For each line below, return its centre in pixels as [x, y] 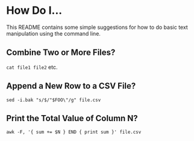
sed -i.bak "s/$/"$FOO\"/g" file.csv [54, 100]
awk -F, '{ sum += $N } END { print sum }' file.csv [74, 132]
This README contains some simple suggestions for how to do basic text [97, 27]
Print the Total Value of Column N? [72, 118]
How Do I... [34, 11]
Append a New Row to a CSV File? [71, 86]
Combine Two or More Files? [61, 53]
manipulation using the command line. [54, 33]
